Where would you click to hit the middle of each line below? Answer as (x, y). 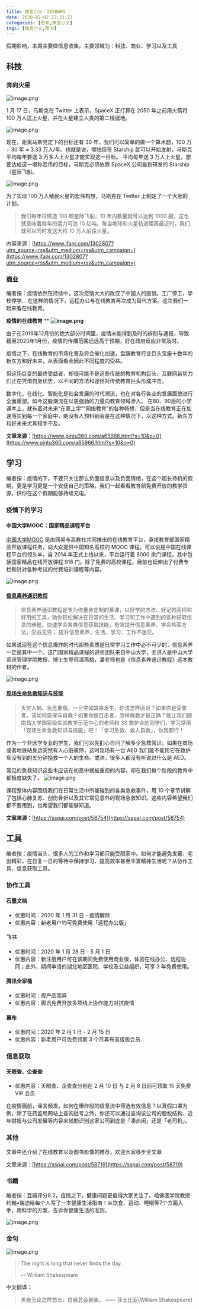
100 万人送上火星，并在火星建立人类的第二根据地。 (68, 118)
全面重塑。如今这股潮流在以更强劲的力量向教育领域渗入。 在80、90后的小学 (99, 401)
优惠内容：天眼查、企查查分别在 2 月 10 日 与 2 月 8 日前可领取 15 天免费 (103, 1086)
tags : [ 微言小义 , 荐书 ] (31, 28)
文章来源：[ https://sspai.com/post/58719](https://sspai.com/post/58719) (94, 1164)
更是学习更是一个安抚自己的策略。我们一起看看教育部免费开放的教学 (99, 486)
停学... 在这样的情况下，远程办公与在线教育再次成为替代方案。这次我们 (97, 301)
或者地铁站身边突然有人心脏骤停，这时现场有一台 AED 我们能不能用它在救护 (99, 750)
